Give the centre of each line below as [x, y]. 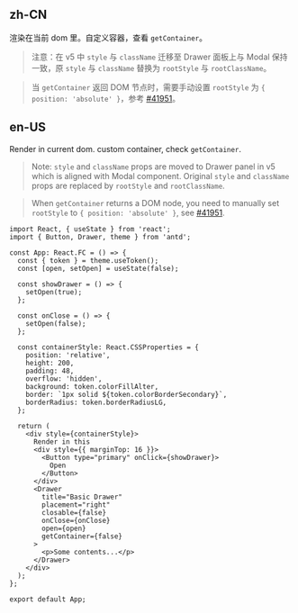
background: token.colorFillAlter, [92, 386]
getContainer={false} [82, 536]
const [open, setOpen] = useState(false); [98, 268]
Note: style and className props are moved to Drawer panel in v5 [154, 167]
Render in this [62, 442]
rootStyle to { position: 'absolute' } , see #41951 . [128, 212]
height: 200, [50, 363]
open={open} [64, 528]
